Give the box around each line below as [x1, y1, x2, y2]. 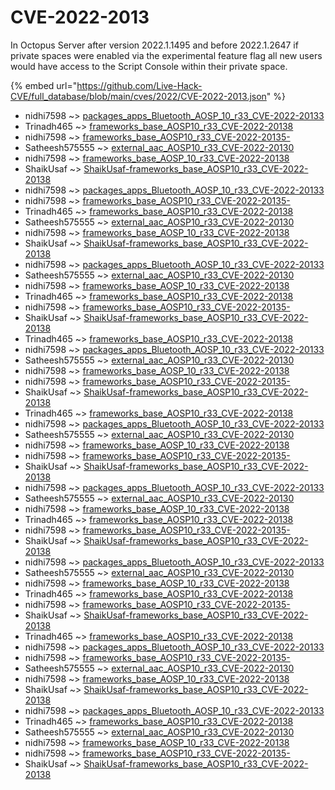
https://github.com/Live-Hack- [76, 79, 203, 91]
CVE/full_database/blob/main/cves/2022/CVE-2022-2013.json [10, 90, 267, 102]
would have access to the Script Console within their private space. [10, 60, 288, 72]
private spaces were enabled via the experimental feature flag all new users [10, 49, 323, 61]
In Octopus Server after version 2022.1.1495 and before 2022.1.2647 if [10, 39, 299, 51]
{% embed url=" [10, 79, 78, 91]
